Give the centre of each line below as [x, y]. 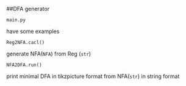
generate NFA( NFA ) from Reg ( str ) [49, 54]
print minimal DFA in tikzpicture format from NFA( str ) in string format [93, 76]
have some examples [33, 31]
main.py [16, 20]
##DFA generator [28, 9]
